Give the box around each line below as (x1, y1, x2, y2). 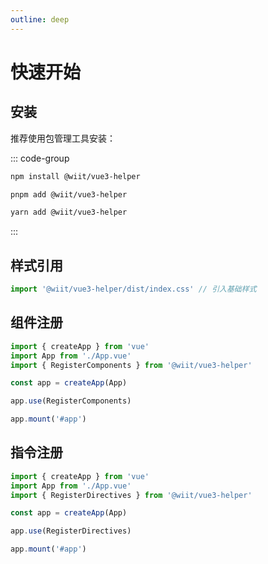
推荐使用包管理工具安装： (10, 132, 116, 144)
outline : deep (10, 14, 70, 25)
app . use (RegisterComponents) (10, 396, 132, 406)
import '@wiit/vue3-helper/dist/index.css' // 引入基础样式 (10, 284, 257, 295)
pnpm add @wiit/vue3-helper (10, 189, 128, 200)
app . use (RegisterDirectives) (10, 526, 132, 536)
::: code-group (10, 152, 70, 164)
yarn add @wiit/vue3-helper (10, 207, 128, 218)
